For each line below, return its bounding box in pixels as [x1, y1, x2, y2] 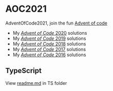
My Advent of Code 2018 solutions [12, 40, 86, 47]
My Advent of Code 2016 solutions [12, 52, 86, 58]
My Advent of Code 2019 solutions [12, 35, 86, 41]
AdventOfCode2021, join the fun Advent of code [5, 20, 108, 26]
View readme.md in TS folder [5, 80, 67, 86]
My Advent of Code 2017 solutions [12, 46, 86, 52]
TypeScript [5, 66, 42, 75]
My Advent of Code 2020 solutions [12, 30, 87, 36]
